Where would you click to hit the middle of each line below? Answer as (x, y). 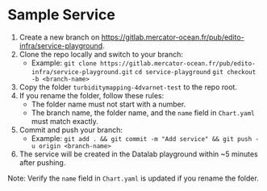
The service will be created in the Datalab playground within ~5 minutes (139, 154)
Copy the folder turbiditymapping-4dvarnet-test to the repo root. (128, 87)
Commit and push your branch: (71, 130)
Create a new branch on (59, 37)
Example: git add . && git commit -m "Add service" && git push (142, 138)
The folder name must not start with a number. (108, 104)
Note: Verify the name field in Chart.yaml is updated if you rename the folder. (133, 178)
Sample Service (62, 15)
